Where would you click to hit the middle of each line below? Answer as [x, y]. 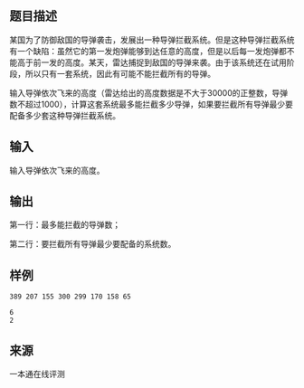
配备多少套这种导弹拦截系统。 [65, 115]
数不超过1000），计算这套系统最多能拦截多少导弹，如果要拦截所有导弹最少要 [152, 104]
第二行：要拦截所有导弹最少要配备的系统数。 [93, 244]
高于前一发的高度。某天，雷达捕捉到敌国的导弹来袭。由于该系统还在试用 [152, 62]
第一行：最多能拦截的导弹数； [65, 225]
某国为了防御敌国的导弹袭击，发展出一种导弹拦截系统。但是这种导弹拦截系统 [152, 40]
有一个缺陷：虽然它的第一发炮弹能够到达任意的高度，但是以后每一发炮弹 [144, 51]
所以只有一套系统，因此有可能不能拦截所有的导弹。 [120, 73]
